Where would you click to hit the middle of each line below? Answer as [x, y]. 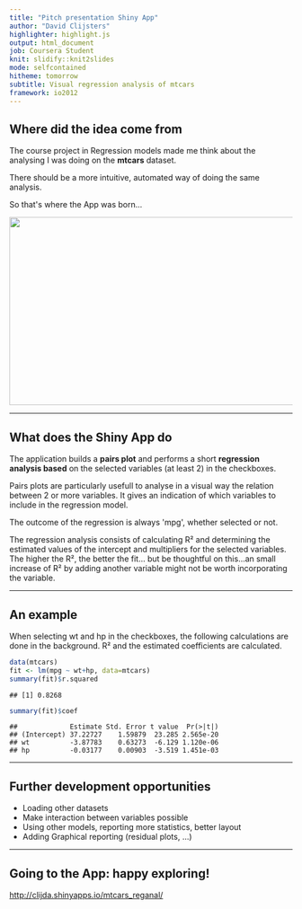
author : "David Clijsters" [60, 26]
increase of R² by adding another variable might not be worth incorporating [148, 569]
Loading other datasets [65, 808]
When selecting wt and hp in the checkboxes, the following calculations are [149, 636]
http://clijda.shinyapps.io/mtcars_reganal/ [86, 896]
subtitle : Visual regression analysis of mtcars [102, 84]
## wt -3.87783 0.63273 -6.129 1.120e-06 [114, 743]
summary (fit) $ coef [44, 710]
